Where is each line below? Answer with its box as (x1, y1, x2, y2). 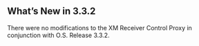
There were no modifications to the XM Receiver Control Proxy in (7, 23, 192, 32)
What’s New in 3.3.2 (7, 5, 96, 17)
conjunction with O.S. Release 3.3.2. (7, 31, 110, 39)
